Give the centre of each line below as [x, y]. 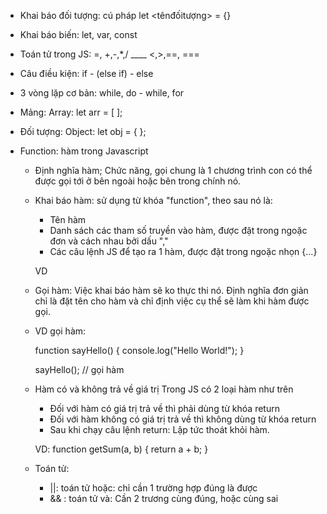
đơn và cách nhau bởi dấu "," [109, 241]
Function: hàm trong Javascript [84, 151]
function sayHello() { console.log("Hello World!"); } [139, 350]
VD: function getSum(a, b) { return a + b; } [121, 449]
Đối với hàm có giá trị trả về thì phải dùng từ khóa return [164, 408]
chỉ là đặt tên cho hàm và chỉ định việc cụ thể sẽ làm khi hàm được [172, 301]
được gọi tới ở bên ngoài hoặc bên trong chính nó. [138, 181]
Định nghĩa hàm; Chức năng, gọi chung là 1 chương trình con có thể [173, 170]
